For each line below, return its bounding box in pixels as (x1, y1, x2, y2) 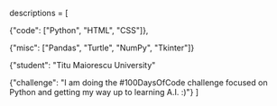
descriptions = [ (9, 8, 69, 18)
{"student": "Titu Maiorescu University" (9, 60, 156, 70)
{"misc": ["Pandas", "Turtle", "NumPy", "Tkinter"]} (9, 42, 195, 53)
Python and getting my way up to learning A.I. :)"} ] (9, 87, 199, 97)
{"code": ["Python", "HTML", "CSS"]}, (9, 25, 149, 35)
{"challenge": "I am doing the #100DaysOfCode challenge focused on (9, 77, 268, 88)
